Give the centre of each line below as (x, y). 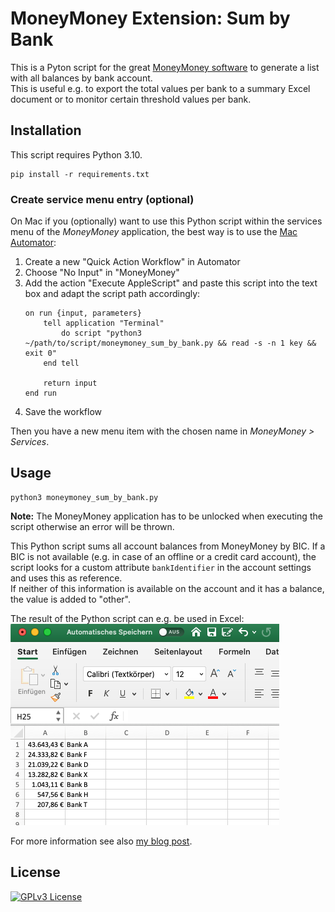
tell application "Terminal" (104, 323)
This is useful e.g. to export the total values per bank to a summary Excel (160, 88)
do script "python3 (101, 333)
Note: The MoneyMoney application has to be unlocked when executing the (166, 516)
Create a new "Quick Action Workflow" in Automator (132, 262)
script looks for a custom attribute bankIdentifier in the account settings (161, 567)
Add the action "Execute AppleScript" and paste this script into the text (171, 283)
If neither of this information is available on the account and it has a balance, (167, 588)
